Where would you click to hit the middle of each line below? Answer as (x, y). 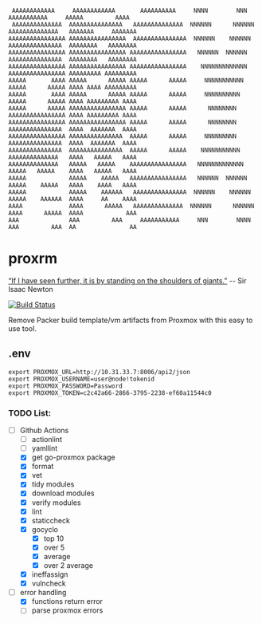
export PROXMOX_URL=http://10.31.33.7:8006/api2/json (100, 372)
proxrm (33, 259)
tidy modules (53, 484)
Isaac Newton (31, 289)
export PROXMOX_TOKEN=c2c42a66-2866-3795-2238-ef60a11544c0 (110, 393)
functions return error (67, 601)
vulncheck (49, 584)
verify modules (56, 503)
